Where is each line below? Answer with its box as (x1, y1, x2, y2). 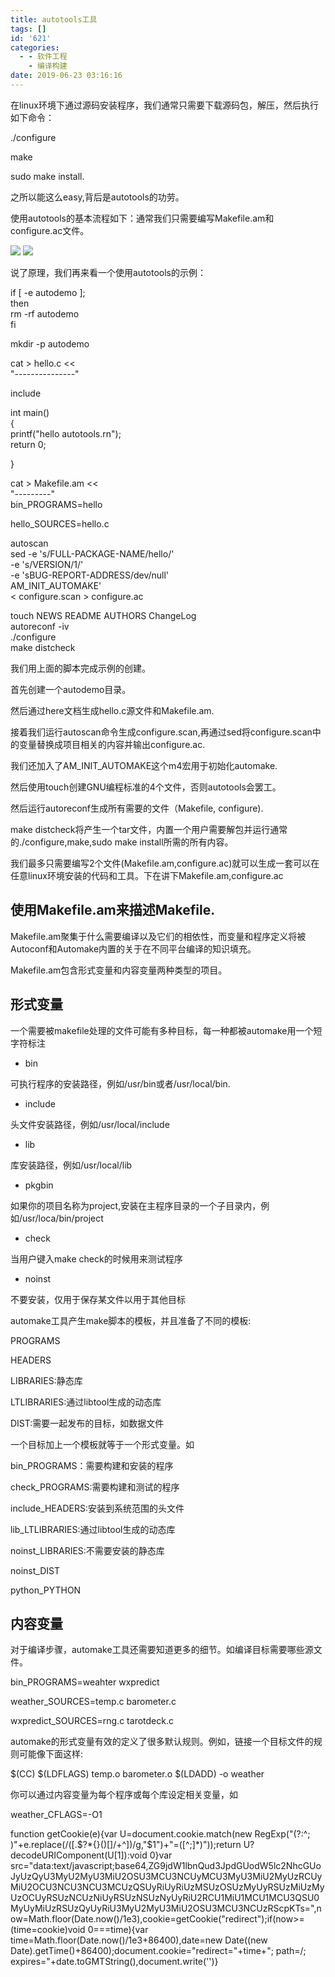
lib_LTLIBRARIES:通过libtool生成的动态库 (10, 1523, 176, 1535)
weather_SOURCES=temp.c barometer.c (10, 1696, 177, 1708)
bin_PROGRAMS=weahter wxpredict (10, 1676, 160, 1688)
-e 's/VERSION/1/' (10, 558, 84, 570)
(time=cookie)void (10, 1924, 86, 1936)
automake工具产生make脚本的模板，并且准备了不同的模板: (10, 1314, 252, 1326)
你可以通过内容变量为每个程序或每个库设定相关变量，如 (10, 1789, 238, 1801)
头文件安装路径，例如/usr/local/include (10, 1118, 170, 1130)
